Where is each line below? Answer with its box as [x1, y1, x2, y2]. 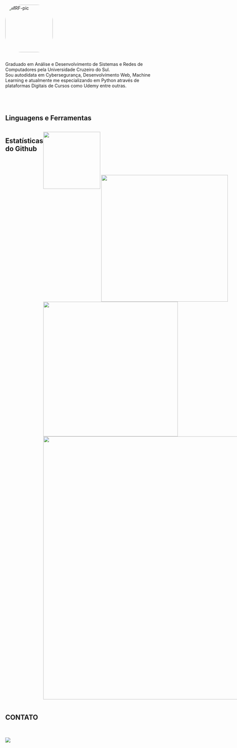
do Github [5, 144, 37, 153]
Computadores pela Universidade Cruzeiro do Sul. [5, 66, 110, 73]
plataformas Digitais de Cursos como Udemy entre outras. [5, 83, 127, 89]
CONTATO [5, 713, 38, 722]
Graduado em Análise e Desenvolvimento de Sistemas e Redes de [5, 61, 143, 67]
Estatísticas [5, 136, 44, 145]
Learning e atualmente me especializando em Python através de [5, 78, 139, 84]
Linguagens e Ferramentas [5, 114, 92, 122]
